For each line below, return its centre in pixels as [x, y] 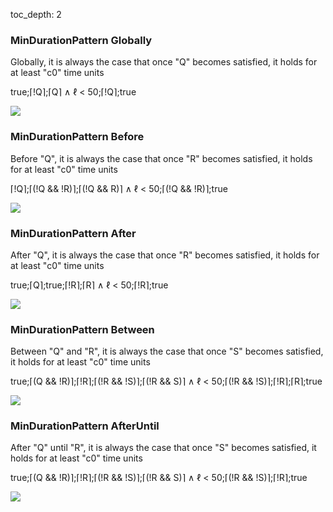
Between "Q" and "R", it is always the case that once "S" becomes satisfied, [167, 351]
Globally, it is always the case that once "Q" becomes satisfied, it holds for [164, 62]
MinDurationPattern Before [77, 137]
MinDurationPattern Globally [81, 40]
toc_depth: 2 [36, 14]
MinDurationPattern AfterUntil [85, 426]
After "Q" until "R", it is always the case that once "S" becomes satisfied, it [163, 448]
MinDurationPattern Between [82, 329]
